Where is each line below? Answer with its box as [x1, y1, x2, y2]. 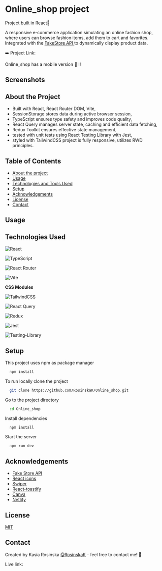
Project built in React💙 [5, 20, 50, 26]
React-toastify [12, 486, 41, 492]
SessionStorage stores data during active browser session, [12, 111, 132, 117]
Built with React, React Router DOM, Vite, [12, 105, 96, 112]
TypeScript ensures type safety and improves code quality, [12, 116, 132, 122]
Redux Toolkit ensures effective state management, [12, 127, 117, 133]
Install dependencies [5, 415, 48, 421]
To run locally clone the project [5, 378, 68, 384]
